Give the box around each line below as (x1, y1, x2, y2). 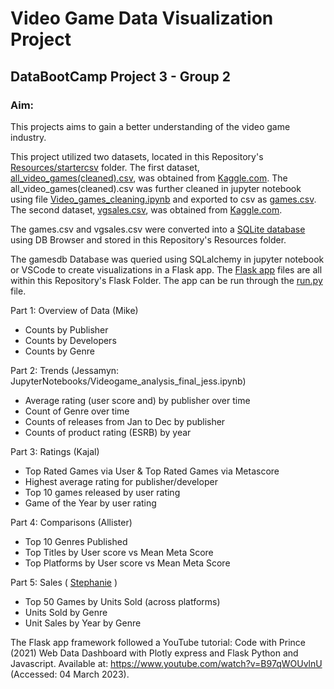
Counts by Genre (24, 345, 95, 357)
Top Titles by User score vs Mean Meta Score (24, 546, 214, 558)
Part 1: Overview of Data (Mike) (10, 304, 139, 316)
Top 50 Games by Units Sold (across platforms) (24, 595, 221, 607)
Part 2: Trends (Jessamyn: (10, 364, 120, 376)
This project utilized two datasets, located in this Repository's (10, 150, 264, 162)
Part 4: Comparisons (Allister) (10, 516, 133, 528)
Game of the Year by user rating (24, 497, 157, 509)
